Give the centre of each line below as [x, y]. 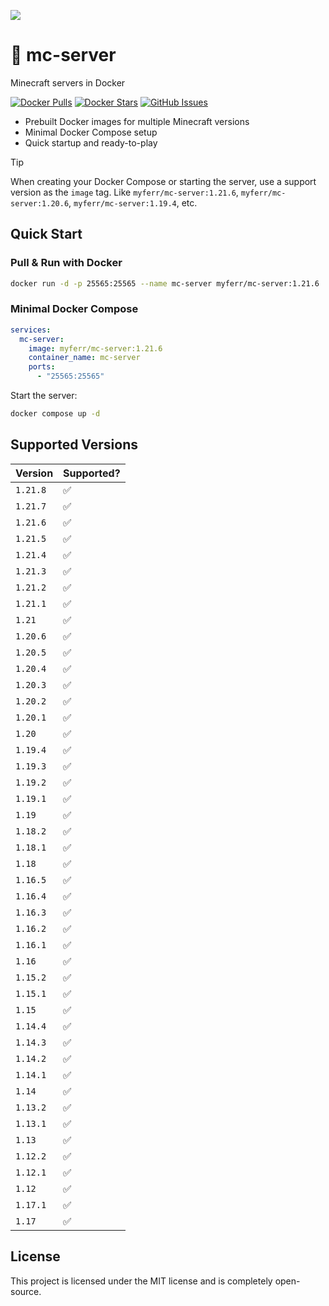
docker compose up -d [55, 414]
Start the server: [44, 396]
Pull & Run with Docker [66, 263]
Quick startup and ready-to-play [91, 142]
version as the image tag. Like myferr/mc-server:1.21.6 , [124, 192]
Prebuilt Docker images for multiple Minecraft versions [137, 121]
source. [26, 1291]
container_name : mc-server [84, 358]
